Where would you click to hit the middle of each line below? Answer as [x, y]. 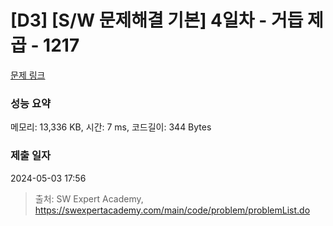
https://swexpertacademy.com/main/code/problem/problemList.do [172, 210]
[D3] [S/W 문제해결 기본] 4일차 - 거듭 [157, 20]
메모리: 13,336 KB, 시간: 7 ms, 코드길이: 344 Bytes [111, 127]
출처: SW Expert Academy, [89, 198]
